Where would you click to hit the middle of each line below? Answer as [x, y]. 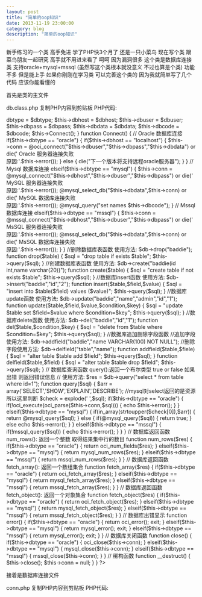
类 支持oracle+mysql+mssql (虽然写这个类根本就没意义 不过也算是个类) [94, 67]
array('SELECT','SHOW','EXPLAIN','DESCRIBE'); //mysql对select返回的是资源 [101, 391]
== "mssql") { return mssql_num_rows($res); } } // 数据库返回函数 [87, 460]
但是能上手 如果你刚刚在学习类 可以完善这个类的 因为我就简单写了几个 [105, 75]
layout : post [23, 12]
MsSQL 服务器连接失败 [35, 227]
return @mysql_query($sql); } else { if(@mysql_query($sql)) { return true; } [99, 418]
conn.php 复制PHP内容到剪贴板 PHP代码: [57, 588]
